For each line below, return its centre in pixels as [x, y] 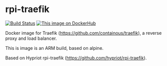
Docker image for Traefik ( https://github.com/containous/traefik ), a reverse [83, 33]
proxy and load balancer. [31, 38]
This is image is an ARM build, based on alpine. [54, 48]
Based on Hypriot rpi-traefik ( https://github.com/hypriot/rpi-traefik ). [76, 58]
